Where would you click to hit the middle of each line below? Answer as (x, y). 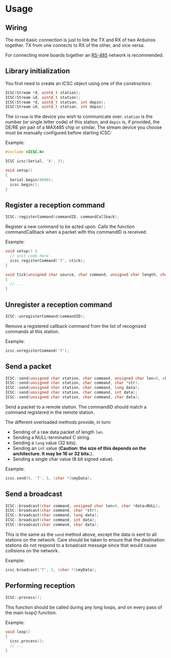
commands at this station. (32, 331)
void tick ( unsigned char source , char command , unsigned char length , (82, 275)
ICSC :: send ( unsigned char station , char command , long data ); (73, 388)
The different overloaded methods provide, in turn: (58, 422)
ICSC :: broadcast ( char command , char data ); (52, 525)
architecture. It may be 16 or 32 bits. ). (53, 453)
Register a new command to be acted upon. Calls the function (70, 226)
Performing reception (40, 586)
